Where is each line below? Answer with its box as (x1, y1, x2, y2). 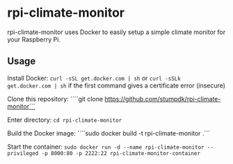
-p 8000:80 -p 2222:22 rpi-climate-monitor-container (41, 149, 200, 157)
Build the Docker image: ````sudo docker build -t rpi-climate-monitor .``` (7, 129, 211, 137)
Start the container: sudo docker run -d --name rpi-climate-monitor (7, 142, 204, 151)
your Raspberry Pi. (7, 35, 61, 43)
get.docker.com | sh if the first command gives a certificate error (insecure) (7, 81, 226, 90)
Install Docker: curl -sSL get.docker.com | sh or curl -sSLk (7, 74, 181, 82)
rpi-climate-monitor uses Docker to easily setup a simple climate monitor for (7, 28, 226, 36)
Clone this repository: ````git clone (7, 95, 103, 103)
